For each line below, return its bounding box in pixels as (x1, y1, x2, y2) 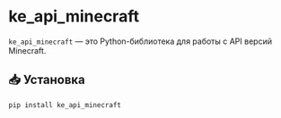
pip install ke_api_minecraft (8, 100, 122, 109)
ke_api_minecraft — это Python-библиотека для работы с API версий (8, 36, 273, 46)
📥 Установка (8, 72, 86, 88)
